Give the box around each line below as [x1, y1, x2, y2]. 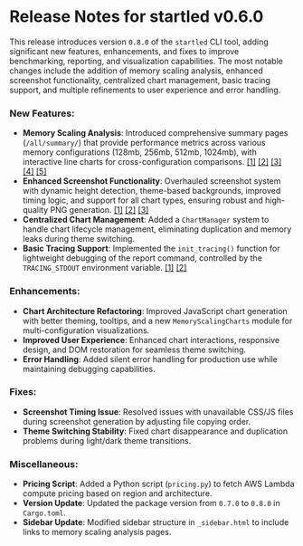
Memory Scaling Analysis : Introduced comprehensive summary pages [22, 128, 289, 139]
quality [22, 205, 49, 216]
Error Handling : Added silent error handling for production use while [22, 353, 279, 364]
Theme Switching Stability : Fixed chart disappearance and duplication [22, 426, 288, 436]
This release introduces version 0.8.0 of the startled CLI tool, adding [9, 36, 269, 47]
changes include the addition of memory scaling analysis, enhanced [9, 65, 264, 76]
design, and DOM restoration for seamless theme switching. [22, 344, 247, 355]
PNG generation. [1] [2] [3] [49, 205, 149, 216]
